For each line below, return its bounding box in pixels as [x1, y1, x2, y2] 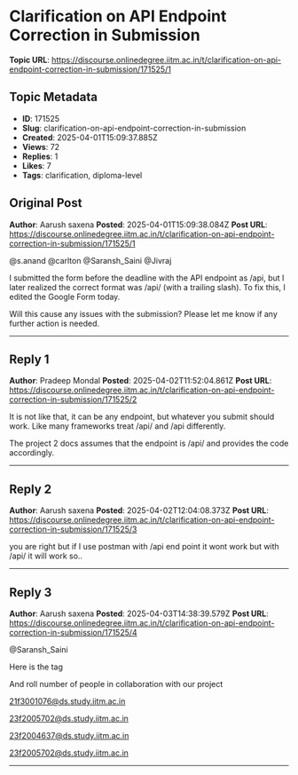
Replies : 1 [21, 151, 59, 162]
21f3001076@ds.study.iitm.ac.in [9, 696, 126, 707]
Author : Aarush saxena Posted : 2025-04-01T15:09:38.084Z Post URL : [9, 219, 268, 230]
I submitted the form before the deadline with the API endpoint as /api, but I [9, 273, 285, 283]
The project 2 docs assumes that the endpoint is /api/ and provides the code [9, 438, 289, 449]
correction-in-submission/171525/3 [9, 524, 137, 534]
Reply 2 [9, 481, 52, 496]
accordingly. [9, 447, 55, 458]
